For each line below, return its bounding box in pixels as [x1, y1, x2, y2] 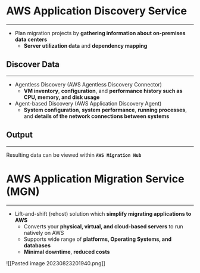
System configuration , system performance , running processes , [23, 106, 187, 113]
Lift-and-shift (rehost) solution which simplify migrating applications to [14, 210, 192, 217]
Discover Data [6, 60, 60, 70]
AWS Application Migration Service [6, 172, 185, 185]
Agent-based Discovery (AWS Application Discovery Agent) [14, 100, 162, 107]
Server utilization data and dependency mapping [23, 42, 148, 49]
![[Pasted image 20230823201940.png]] [6, 259, 105, 266]
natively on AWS [23, 229, 64, 236]
